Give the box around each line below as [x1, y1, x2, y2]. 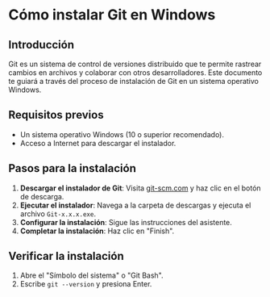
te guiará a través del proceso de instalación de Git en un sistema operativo [8, 77, 260, 86]
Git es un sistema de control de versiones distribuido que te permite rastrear [8, 59, 262, 69]
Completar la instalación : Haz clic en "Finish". [19, 226, 175, 236]
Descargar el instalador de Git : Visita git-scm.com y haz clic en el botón [19, 183, 261, 193]
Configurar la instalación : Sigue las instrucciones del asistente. [19, 217, 232, 227]
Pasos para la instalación [8, 161, 137, 175]
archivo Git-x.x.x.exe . [19, 208, 97, 219]
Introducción [8, 38, 75, 52]
